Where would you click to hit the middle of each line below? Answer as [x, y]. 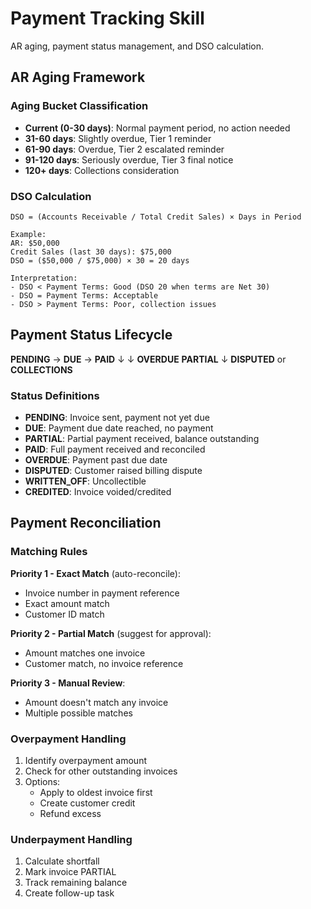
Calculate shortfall [62, 861]
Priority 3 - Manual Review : [68, 683]
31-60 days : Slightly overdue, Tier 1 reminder [118, 138]
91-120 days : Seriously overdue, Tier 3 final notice [129, 159]
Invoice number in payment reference [102, 593]
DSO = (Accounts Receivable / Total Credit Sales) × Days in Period [156, 217]
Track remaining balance [76, 883]
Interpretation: [44, 278]
